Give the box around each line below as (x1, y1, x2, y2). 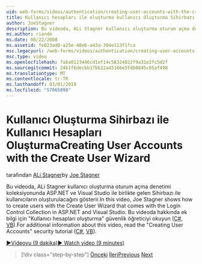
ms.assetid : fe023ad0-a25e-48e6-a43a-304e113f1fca (6, 43, 136, 49)
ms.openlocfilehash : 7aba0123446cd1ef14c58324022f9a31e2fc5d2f (6, 59, 168, 65)
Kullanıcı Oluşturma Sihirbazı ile (6, 113, 170, 127)
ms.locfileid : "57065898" (6, 87, 71, 93)
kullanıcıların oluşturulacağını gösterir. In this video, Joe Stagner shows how (6, 195, 193, 203)
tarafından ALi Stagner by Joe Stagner (6, 171, 100, 178)
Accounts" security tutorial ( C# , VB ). (6, 227, 97, 235)
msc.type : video (6, 54, 47, 60)
